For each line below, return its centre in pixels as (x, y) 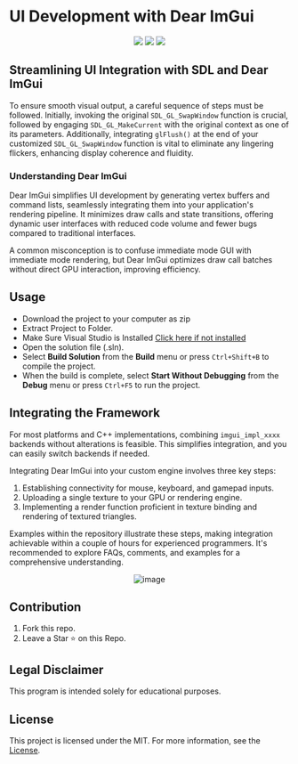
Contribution (45, 607)
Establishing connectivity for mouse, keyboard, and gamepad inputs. (148, 488)
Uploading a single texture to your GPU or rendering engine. (132, 497)
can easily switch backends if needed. (80, 453)
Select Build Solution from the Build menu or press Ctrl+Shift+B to (145, 356)
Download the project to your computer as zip (106, 319)
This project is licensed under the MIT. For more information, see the (135, 741)
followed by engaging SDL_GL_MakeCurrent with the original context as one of (149, 124)
